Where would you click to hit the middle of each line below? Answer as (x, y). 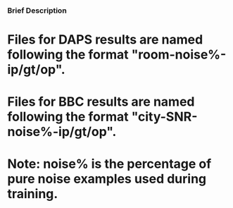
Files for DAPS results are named (105, 40)
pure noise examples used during (107, 179)
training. (33, 194)
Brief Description (37, 11)
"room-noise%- (179, 55)
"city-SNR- (164, 117)
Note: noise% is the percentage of (109, 164)
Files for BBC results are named (101, 102)
